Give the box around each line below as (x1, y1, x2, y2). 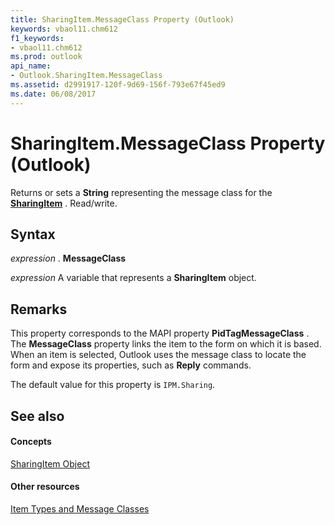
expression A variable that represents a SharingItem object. (10, 272, 257, 284)
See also (10, 407, 65, 425)
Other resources (10, 481, 80, 493)
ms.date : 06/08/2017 (10, 89, 97, 99)
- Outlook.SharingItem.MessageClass (10, 71, 163, 81)
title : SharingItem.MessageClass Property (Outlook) (10, 14, 235, 25)
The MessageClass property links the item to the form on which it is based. (10, 338, 322, 350)
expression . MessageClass (10, 252, 127, 265)
